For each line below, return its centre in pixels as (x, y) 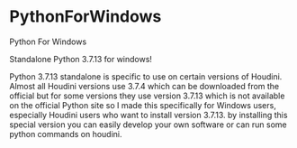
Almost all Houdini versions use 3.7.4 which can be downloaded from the (144, 86)
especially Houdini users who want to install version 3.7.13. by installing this (148, 115)
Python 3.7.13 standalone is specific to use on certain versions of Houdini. (146, 76)
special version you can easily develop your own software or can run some (148, 125)
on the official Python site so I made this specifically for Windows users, (143, 105)
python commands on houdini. (66, 134)
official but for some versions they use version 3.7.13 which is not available (147, 96)
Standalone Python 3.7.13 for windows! (81, 59)
